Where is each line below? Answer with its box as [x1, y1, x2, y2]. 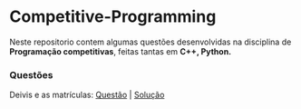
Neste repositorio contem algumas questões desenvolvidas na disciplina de [9, 36, 292, 47]
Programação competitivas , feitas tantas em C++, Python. [9, 45, 232, 56]
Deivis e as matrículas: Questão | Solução [9, 89, 165, 101]
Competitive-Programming [9, 6, 217, 27]
